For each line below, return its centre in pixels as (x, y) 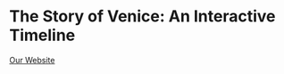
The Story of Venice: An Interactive (142, 16)
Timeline (42, 35)
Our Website (32, 60)
